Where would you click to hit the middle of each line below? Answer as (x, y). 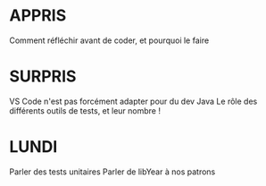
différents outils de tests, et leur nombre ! (85, 110)
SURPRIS (43, 76)
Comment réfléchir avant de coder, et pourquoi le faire (109, 40)
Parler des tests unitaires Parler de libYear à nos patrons (112, 172)
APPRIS (38, 16)
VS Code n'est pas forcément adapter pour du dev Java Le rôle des (133, 101)
